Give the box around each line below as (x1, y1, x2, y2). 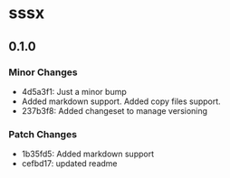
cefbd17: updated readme (21, 158, 118, 169)
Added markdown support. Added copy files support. (21, 96, 221, 107)
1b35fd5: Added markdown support (21, 148, 155, 160)
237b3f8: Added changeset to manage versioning (21, 105, 208, 116)
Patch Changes (8, 127, 78, 140)
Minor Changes (8, 66, 78, 79)
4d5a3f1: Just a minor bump (21, 86, 128, 97)
